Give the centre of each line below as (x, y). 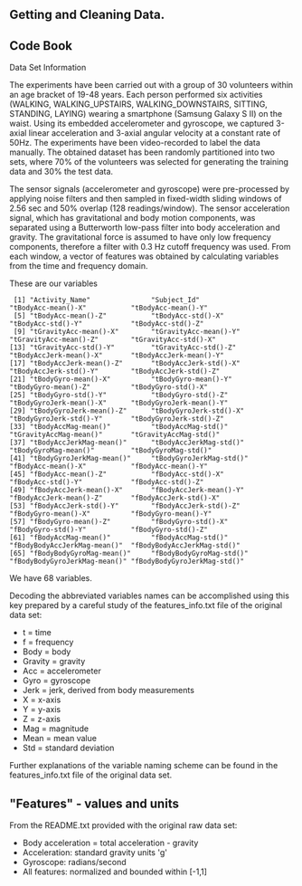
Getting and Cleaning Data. (87, 15)
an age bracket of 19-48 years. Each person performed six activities (136, 95)
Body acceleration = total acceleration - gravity (110, 843)
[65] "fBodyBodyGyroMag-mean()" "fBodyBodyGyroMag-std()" (129, 554)
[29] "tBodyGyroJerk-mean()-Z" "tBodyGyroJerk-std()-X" (127, 411)
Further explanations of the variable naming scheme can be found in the (144, 766)
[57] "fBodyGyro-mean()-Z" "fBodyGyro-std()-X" (119, 522)
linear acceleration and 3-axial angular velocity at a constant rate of (155, 133)
